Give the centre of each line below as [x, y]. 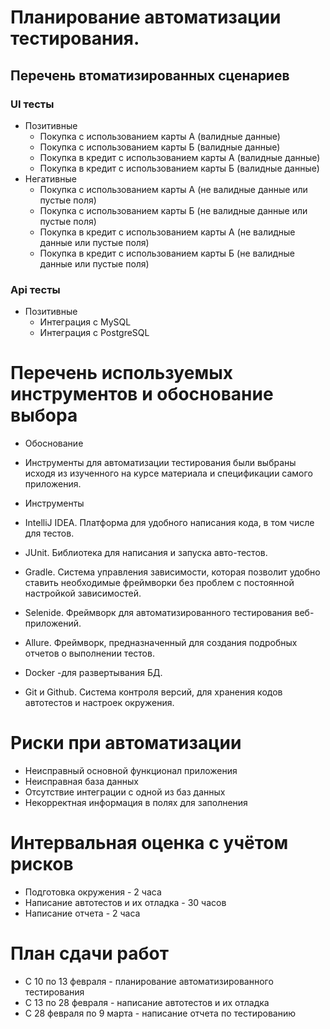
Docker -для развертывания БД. [93, 673]
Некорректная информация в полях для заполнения [136, 803]
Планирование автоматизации [146, 17]
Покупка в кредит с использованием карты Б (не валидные [167, 253]
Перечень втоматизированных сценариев [150, 75]
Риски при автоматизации [126, 743]
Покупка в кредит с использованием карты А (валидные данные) [180, 157]
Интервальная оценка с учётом [149, 843]
